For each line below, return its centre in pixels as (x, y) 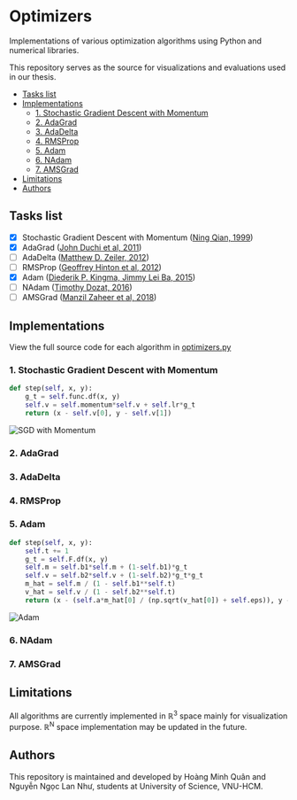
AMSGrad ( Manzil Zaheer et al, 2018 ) (89, 298)
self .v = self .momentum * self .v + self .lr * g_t (110, 405)
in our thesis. (33, 76)
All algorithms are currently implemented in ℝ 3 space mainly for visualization (148, 715)
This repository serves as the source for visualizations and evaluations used (148, 67)
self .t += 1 (47, 551)
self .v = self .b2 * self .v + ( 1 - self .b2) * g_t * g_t (114, 576)
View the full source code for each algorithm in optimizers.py (120, 347)
